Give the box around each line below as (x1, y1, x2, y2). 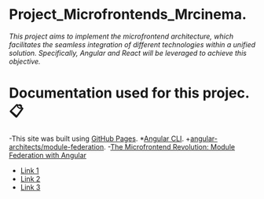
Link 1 (20, 165, 39, 175)
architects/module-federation (9, 142, 104, 151)
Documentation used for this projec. (9, 84, 250, 102)
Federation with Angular (9, 150, 87, 160)
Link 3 (20, 182, 41, 192)
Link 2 (20, 174, 41, 183)
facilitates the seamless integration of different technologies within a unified (9, 39, 256, 49)
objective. (9, 57, 42, 66)
